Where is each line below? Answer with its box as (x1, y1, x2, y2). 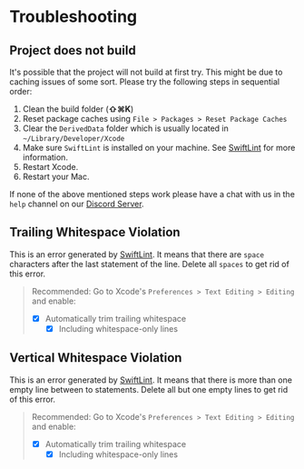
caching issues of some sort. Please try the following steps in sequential (9, 76, 279, 87)
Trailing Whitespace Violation (9, 225, 181, 240)
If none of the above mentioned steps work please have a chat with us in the (9, 189, 295, 199)
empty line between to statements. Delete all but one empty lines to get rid (9, 384, 289, 394)
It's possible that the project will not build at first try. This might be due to (9, 66, 283, 77)
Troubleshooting (9, 6, 138, 27)
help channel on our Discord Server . (9, 198, 144, 209)
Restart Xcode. (22, 162, 79, 172)
